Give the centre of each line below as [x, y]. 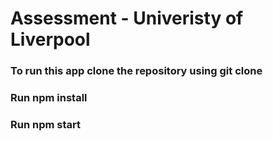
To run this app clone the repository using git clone [136, 71]
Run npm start [45, 124]
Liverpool [50, 39]
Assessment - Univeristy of [127, 18]
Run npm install [49, 98]
